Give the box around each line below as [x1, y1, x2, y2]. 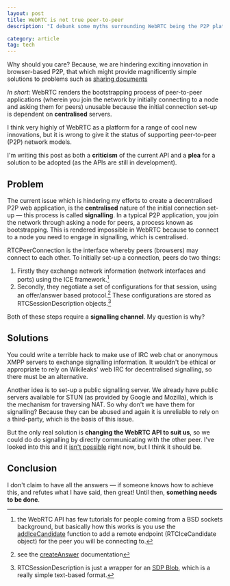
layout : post [7, 10, 44, 17]
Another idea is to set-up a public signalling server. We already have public [7, 385, 218, 394]
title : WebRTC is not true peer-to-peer [7, 16, 125, 23]
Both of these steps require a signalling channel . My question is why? [7, 313, 205, 321]
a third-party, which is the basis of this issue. [7, 415, 134, 423]
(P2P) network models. [7, 138, 72, 146]
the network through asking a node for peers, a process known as [7, 218, 194, 226]
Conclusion [7, 463, 57, 474]
